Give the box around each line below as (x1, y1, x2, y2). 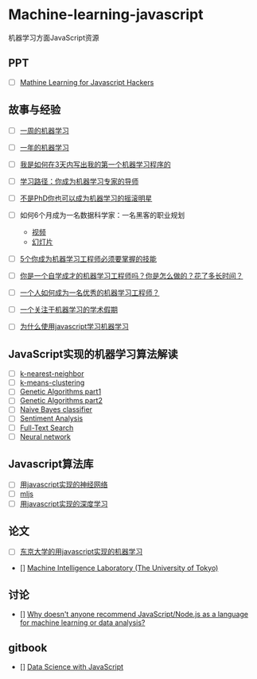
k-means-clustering (19, 378, 85, 387)
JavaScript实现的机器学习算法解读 (8, 347, 179, 361)
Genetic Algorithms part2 (19, 396, 103, 405)
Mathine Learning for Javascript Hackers (19, 77, 154, 87)
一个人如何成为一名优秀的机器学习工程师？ (19, 288, 160, 297)
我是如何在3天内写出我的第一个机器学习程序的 (19, 159, 171, 169)
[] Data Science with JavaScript (19, 662, 124, 672)
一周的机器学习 (19, 126, 69, 135)
